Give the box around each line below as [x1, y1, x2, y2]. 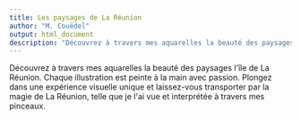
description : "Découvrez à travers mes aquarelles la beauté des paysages [9, 38, 295, 47]
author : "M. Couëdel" [9, 21, 90, 30]
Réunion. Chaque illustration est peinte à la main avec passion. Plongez [9, 73, 272, 83]
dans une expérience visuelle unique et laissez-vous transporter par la [9, 81, 270, 92]
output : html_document [9, 30, 94, 39]
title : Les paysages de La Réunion [9, 13, 142, 22]
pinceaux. [9, 100, 47, 112]
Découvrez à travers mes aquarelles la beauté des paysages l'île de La [9, 63, 271, 73]
